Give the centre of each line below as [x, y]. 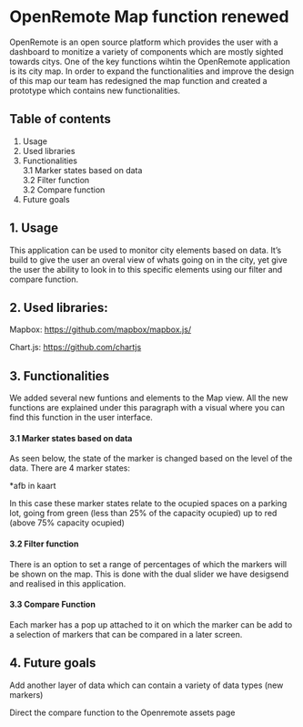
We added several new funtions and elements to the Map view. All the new [149, 398]
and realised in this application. [68, 583]
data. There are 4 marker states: [70, 468]
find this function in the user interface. [81, 418]
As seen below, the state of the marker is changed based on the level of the [151, 459]
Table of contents [60, 119]
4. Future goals [53, 663]
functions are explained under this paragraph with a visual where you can [147, 408]
